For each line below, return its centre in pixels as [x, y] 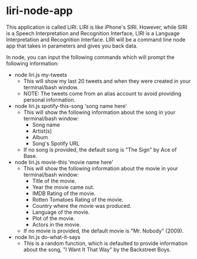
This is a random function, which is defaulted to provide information [106, 243]
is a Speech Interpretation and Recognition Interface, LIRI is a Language [93, 33]
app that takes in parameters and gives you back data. [72, 46]
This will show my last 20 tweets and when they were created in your [107, 81]
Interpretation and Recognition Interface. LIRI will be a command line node [96, 39]
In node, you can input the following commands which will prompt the [90, 57]
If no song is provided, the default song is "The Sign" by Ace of [100, 149]
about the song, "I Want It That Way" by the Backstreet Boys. [97, 249]
